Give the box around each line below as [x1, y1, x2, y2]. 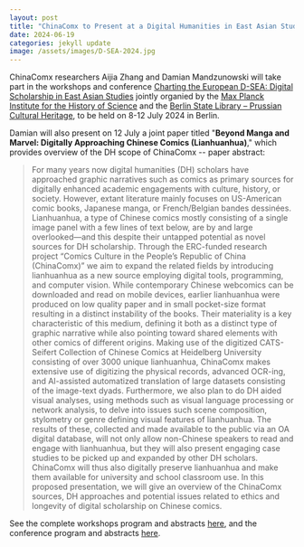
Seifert [31, 347, 57, 358]
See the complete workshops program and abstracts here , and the [9, 518, 258, 529]
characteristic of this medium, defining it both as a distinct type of [31, 318, 278, 329]
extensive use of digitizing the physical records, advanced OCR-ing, [31, 366, 286, 377]
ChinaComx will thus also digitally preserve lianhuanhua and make [31, 462, 279, 473]
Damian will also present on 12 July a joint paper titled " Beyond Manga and [9, 127, 290, 138]
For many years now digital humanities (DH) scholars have [31, 165, 250, 175]
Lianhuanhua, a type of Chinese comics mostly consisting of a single [31, 212, 289, 223]
